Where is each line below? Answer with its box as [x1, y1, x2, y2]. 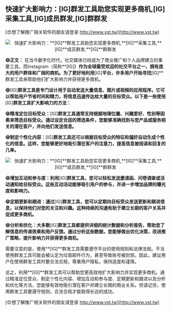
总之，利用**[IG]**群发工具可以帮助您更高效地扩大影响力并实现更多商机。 [5, 269, 160, 275]
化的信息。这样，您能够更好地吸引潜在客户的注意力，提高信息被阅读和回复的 [5, 140, 166, 146]
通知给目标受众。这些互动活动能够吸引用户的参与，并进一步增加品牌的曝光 [9, 181, 166, 187]
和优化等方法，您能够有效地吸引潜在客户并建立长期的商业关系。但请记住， [5, 282, 161, 288]
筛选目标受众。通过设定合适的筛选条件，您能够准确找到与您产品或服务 [14, 117, 161, 123]
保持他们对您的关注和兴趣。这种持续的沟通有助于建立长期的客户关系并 [18, 204, 166, 211]
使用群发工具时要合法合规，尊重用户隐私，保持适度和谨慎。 [14, 258, 139, 264]
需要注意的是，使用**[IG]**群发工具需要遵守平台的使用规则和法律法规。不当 [5, 245, 165, 251]
